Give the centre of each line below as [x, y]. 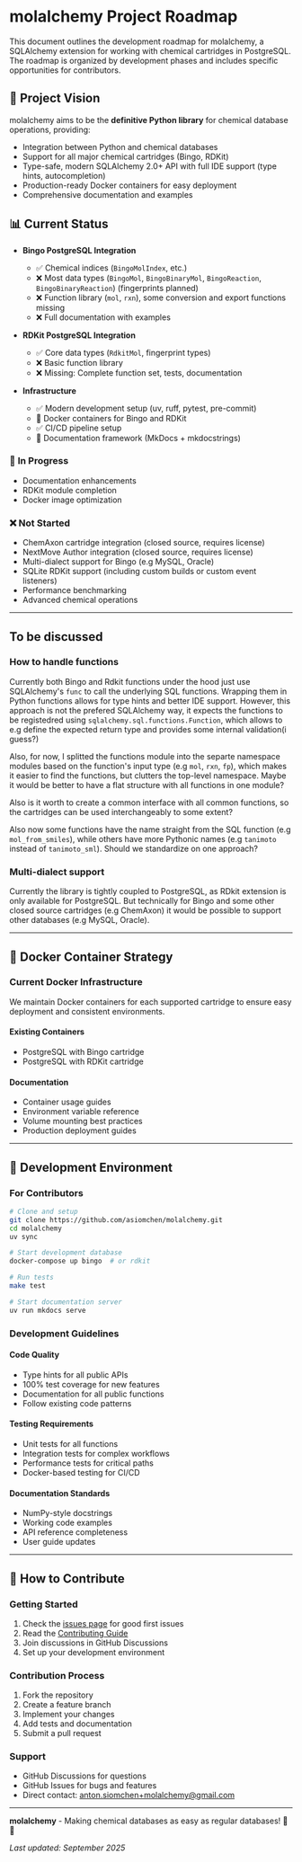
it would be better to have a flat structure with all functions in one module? [147, 785]
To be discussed [56, 637]
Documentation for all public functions [93, 1394]
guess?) [24, 739]
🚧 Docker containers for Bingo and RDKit [111, 418]
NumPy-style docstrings [67, 1513]
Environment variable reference [80, 1112]
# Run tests [31, 1278]
